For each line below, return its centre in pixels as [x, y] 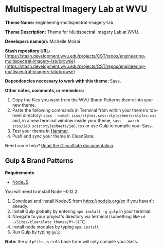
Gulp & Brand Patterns [39, 161]
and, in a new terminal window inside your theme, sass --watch [75, 120]
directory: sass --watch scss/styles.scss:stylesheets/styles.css [90, 115]
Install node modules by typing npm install [55, 227]
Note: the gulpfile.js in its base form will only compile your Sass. [72, 241]
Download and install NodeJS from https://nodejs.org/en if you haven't [83, 201]
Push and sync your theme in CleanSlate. [53, 136]
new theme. [24, 105]
